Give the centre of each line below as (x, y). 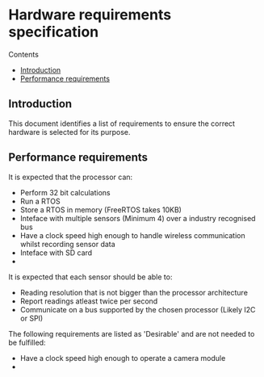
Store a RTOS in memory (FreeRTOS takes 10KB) (101, 209)
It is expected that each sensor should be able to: (90, 277)
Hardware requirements (90, 15)
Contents (23, 54)
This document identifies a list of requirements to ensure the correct (122, 124)
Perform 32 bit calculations (65, 192)
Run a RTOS (40, 201)
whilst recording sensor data (67, 244)
